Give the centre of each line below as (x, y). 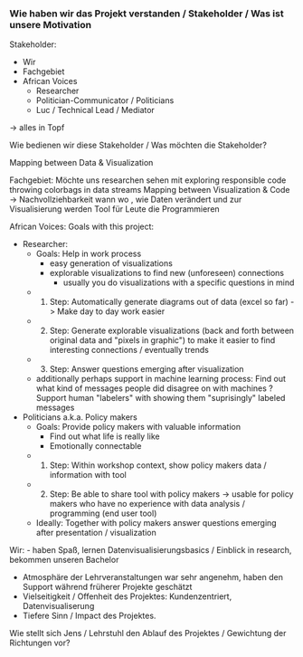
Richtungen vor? (40, 643)
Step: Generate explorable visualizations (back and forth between (172, 331)
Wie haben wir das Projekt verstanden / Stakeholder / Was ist (147, 14)
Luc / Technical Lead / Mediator (95, 110)
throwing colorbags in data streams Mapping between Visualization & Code (150, 190)
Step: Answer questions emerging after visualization (147, 369)
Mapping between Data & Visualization (81, 163)
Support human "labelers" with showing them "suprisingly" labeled (161, 398)
